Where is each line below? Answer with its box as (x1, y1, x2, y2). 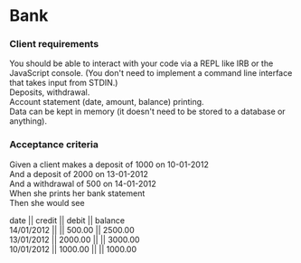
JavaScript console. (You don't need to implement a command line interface (9, 68, 293, 79)
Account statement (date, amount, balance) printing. (9, 97, 205, 108)
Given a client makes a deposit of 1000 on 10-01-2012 (9, 159, 210, 170)
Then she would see (9, 197, 85, 208)
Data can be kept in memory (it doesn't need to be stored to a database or (9, 106, 287, 117)
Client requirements (9, 38, 99, 51)
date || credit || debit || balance (9, 214, 125, 226)
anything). (9, 116, 48, 127)
